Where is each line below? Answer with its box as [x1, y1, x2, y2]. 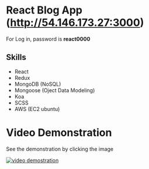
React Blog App [6, 4, 83, 17]
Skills [6, 52, 26, 62]
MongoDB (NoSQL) [14, 80, 61, 87]
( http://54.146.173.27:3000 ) [6, 16, 144, 29]
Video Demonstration [6, 126, 112, 139]
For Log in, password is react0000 [6, 35, 91, 42]
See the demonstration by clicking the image [6, 145, 114, 153]
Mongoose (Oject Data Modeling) [14, 86, 95, 94]
